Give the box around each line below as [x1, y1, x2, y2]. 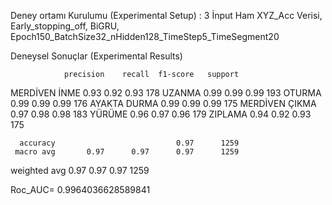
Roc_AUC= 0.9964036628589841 [10, 184, 151, 195]
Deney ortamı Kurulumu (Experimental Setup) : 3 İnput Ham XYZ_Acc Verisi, [10, 10, 323, 21]
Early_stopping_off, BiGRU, [10, 20, 120, 32]
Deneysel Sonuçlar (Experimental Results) [10, 50, 183, 62]
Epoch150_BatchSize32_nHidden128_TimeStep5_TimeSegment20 [10, 31, 280, 42]
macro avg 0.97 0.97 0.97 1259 [14, 147, 240, 157]
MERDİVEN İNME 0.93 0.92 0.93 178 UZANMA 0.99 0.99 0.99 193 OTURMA [10, 87, 322, 99]
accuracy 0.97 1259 [19, 138, 240, 148]
